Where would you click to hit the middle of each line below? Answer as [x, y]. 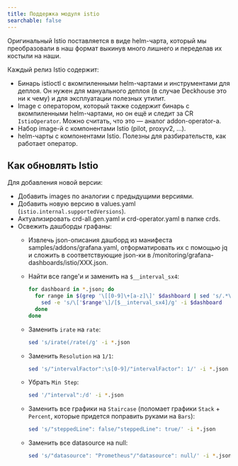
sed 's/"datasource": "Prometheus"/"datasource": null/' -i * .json [130, 456]
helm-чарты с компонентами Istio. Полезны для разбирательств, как [122, 136]
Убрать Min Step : [53, 382]
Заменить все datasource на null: [78, 443]
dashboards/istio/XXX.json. [68, 263]
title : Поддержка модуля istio [53, 14]
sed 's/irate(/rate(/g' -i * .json [79, 342]
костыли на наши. [34, 56]
